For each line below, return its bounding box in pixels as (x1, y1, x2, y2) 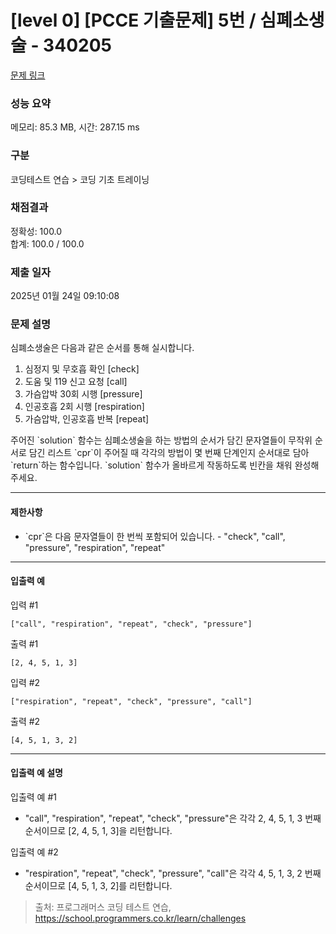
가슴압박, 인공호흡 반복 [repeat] (24, 413, 150, 425)
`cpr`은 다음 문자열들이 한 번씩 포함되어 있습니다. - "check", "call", (24, 530, 286, 542)
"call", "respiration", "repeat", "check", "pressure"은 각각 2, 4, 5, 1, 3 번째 (24, 812, 322, 825)
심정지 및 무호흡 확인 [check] (24, 363, 140, 375)
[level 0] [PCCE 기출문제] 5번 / (10, 9, 257, 32)
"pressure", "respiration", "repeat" (24, 541, 166, 553)
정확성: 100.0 (10, 225, 63, 237)
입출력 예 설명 (10, 767, 63, 779)
